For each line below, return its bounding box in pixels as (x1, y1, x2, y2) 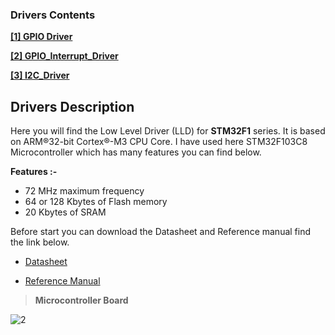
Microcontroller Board (34, 294, 129, 307)
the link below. (10, 236, 70, 248)
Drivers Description (10, 98, 135, 115)
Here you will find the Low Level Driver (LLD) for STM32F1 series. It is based (10, 125, 326, 137)
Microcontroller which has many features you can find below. (10, 146, 262, 158)
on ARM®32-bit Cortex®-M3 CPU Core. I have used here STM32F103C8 (10, 136, 308, 148)
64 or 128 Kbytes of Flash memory (24, 196, 168, 208)
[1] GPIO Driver (10, 31, 73, 43)
